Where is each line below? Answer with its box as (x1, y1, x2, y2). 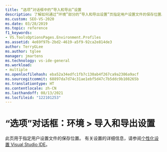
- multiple (5, 68, 28, 73)
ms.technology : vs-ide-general (5, 58, 70, 63)
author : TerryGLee (5, 44, 43, 49)
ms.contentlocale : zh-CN (5, 85, 57, 91)
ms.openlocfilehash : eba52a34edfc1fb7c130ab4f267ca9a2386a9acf (5, 72, 139, 77)
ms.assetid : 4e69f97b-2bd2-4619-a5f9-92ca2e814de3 (5, 40, 112, 45)
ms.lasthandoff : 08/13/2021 (5, 90, 64, 95)
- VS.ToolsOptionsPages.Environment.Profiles (5, 35, 101, 40)
